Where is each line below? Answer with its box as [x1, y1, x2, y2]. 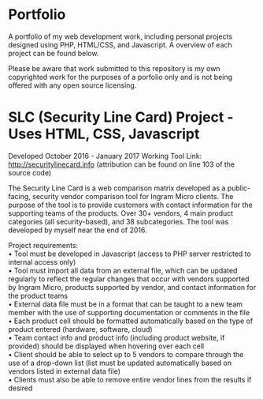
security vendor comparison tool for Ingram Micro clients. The [32, 191, 234, 201]
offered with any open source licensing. [8, 81, 137, 90]
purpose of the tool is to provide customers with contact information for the [8, 200, 254, 209]
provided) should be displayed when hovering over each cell [8, 341, 205, 351]
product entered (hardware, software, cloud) [8, 324, 153, 333]
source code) [8, 168, 52, 177]
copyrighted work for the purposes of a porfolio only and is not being [8, 72, 233, 81]
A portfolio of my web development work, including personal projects [8, 32, 233, 41]
